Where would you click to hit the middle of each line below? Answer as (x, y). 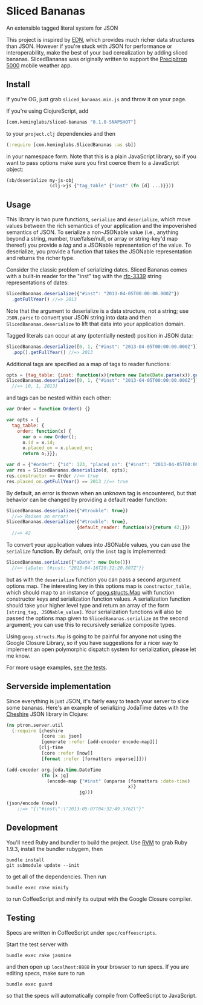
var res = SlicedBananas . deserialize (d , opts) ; (67, 470)
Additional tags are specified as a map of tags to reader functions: (89, 364)
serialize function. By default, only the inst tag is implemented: (87, 551)
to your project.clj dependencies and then (61, 133)
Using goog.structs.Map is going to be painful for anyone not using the (94, 636)
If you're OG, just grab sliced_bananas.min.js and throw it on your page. (97, 99)
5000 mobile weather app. (39, 65)
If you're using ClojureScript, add (47, 111)
